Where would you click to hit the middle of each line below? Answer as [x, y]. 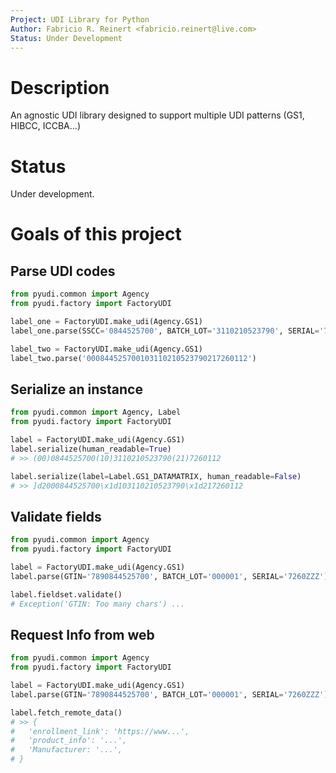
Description [60, 87]
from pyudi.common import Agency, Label [96, 412]
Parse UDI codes [63, 271]
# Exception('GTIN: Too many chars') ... [98, 604]
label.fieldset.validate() [66, 594]
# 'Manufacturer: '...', [66, 750]
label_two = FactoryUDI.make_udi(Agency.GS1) [106, 349]
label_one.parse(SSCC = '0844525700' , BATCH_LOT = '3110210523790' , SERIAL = [165, 331]
